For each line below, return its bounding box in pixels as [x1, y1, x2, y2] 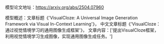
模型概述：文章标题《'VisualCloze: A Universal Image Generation [5, 15, 138, 21]
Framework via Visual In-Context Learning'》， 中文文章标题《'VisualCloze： [5, 21, 161, 27]
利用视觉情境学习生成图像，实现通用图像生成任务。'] [5, 34, 113, 39]
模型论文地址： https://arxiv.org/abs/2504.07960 [5, 4, 104, 10]
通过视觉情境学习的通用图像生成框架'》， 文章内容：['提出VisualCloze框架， [5, 27, 159, 33]
